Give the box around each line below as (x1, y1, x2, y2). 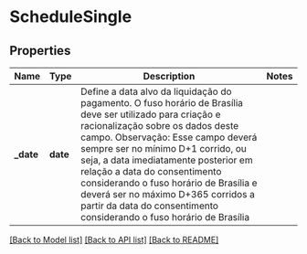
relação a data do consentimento (80, 165, 222, 177)
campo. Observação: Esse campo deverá (80, 131, 258, 143)
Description (143, 70, 196, 82)
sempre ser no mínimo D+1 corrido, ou (80, 143, 247, 154)
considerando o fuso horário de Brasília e (80, 176, 258, 189)
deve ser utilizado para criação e (80, 108, 221, 121)
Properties (9, 43, 71, 58)
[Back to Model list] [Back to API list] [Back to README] (9, 235, 219, 245)
